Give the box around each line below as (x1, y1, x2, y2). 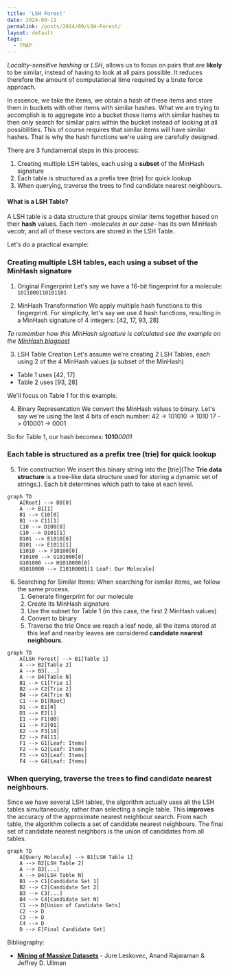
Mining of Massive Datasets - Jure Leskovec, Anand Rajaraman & (16, 951, 205, 960)
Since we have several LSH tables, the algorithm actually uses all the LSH (7, 798, 215, 806)
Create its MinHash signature (27, 600, 110, 608)
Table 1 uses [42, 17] (16, 370, 76, 379)
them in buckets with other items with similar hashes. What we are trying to (7, 104, 220, 112)
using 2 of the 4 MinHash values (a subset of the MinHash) (16, 357, 184, 366)
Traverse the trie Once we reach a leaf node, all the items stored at (27, 621, 216, 630)
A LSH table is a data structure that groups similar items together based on (7, 213, 218, 221)
